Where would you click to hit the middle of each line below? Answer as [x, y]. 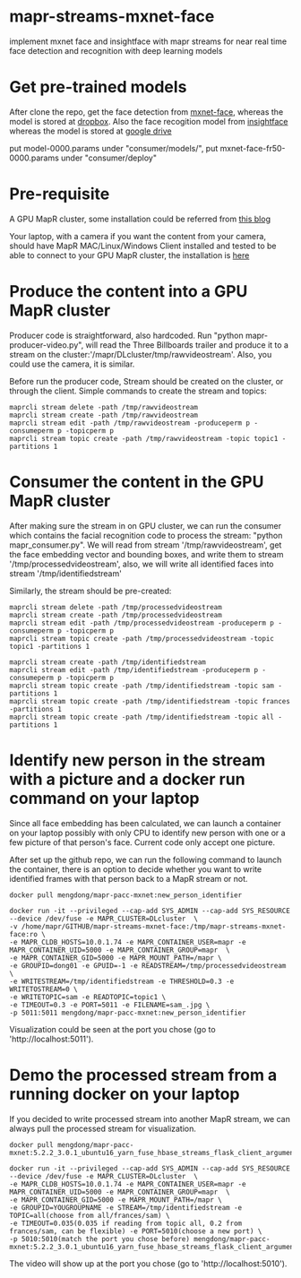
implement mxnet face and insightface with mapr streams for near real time [148, 41]
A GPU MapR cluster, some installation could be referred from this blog [140, 219]
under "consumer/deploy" [109, 158]
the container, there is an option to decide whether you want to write [136, 869]
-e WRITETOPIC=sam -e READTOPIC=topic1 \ [88, 997]
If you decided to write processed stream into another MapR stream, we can [150, 1118]
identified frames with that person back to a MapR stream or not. [129, 878]
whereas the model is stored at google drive [90, 131]
